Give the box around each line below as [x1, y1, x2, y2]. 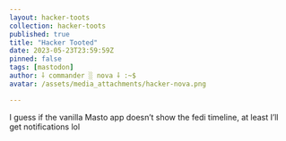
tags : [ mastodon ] [9, 63, 74, 72]
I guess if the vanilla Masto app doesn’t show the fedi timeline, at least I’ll [9, 112, 279, 122]
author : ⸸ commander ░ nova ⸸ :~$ [9, 71, 136, 80]
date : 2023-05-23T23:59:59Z [9, 46, 115, 55]
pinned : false [9, 54, 63, 63]
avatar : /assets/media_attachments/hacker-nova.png [9, 79, 206, 88]
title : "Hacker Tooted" [9, 37, 99, 47]
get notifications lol [9, 121, 81, 132]
